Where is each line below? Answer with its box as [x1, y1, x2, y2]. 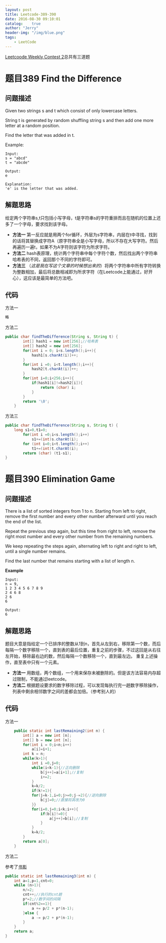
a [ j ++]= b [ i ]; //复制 [49, 816, 88, 821]
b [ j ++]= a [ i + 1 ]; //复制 [40, 769, 83, 775]
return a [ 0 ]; [23, 839, 50, 844]
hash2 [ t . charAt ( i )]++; [31, 366, 79, 372]
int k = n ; [23, 752, 45, 757]
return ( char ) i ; [40, 385, 77, 390]
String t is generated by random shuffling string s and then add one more [5, 117, 154, 123]
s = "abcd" [5, 156, 28, 161]
